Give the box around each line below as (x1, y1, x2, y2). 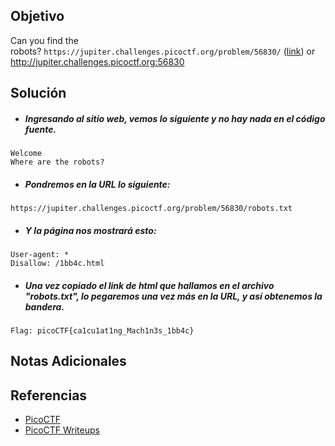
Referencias (10, 387, 88, 404)
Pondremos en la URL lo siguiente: (24, 178, 171, 190)
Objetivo (10, 8, 65, 25)
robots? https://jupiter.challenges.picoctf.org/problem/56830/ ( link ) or (10, 45, 316, 57)
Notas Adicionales (10, 353, 127, 370)
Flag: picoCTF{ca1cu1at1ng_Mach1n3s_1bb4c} (10, 326, 195, 336)
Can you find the (10, 34, 79, 46)
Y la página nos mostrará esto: (24, 224, 157, 236)
